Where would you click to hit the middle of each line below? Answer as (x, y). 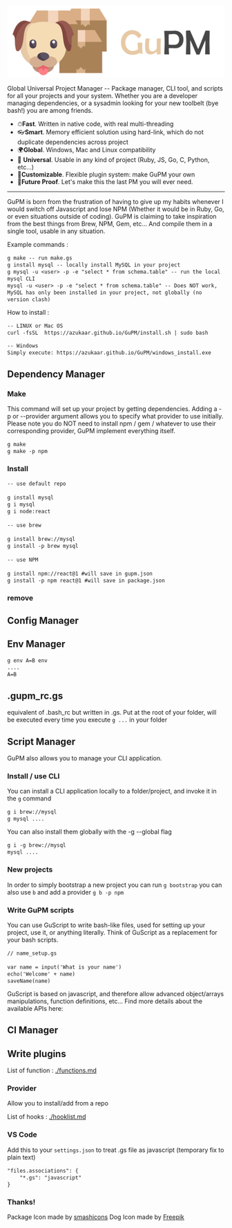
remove (20, 598)
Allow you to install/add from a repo (58, 1103)
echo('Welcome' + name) (41, 974)
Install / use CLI (33, 776)
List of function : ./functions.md (52, 1070)
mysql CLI (21, 279)
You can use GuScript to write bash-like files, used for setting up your (106, 925)
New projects (30, 870)
